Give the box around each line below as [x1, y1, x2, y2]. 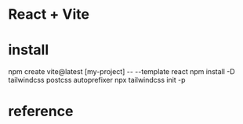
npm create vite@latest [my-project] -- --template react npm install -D [8, 67, 235, 76]
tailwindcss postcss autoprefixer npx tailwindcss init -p [8, 76, 186, 85]
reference [8, 103, 74, 120]
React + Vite [8, 5, 90, 23]
